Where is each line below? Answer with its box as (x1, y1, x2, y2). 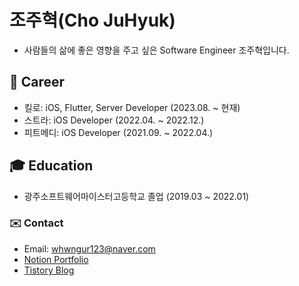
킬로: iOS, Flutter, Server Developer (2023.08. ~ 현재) (23, 101, 241, 113)
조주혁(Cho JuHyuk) (9, 9, 176, 32)
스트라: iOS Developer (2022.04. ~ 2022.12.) (23, 114, 205, 126)
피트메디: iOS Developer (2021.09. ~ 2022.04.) (23, 126, 214, 138)
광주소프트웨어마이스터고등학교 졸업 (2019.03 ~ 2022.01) (23, 190, 250, 202)
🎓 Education (9, 157, 94, 175)
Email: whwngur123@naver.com (23, 242, 156, 255)
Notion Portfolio (23, 253, 89, 265)
